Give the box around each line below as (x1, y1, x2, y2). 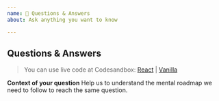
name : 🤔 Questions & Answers (7, 10, 90, 17)
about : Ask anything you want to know (7, 16, 118, 23)
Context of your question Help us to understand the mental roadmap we (7, 79, 212, 87)
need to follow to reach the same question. (7, 86, 128, 94)
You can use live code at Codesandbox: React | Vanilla (23, 66, 178, 74)
